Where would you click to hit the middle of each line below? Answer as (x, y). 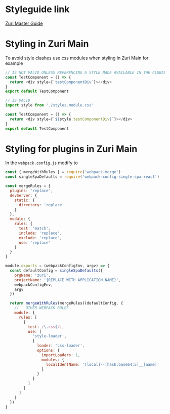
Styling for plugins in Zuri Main (71, 149)
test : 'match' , (35, 229)
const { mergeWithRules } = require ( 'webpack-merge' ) (63, 172)
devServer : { (24, 195)
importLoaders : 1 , (61, 355)
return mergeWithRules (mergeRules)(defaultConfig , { (67, 303)
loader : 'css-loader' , (61, 346)
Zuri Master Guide (24, 23)
